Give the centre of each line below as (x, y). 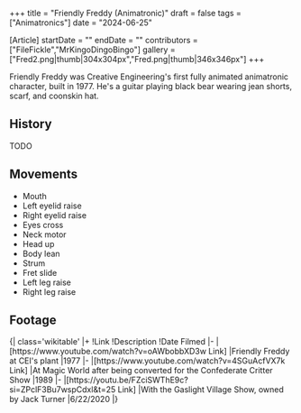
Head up (38, 243)
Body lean (41, 253)
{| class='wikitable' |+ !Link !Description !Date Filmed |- (112, 342)
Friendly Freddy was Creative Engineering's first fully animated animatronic (149, 77)
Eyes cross (43, 225)
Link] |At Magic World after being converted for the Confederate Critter (141, 371)
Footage (33, 321)
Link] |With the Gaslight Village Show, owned (201, 390)
